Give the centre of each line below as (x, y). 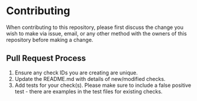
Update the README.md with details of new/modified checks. (90, 79)
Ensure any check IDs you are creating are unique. (76, 73)
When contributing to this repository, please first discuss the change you (95, 27)
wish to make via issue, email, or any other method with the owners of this (97, 33)
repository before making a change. (50, 40)
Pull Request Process (46, 58)
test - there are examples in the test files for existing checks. (88, 91)
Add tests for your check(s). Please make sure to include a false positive (103, 85)
